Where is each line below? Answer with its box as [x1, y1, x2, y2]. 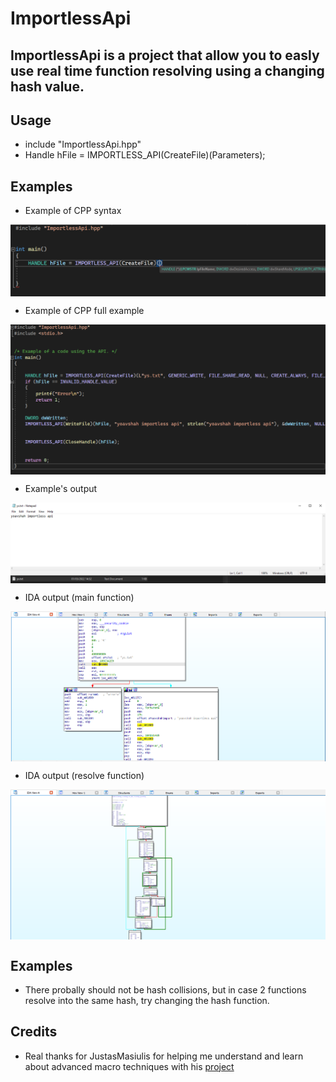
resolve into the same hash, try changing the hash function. [24, 994, 270, 1006]
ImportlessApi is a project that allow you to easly [10, 47, 320, 64]
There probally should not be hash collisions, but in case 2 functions [24, 983, 307, 996]
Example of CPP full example [24, 305, 145, 317]
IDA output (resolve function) [24, 770, 145, 782]
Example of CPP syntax [24, 205, 122, 217]
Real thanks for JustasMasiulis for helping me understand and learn [24, 1050, 304, 1062]
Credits [10, 1023, 58, 1041]
